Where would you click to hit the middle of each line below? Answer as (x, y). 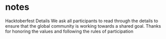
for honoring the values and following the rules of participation (69, 31)
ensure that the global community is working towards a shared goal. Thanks (83, 26)
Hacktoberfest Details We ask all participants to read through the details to (82, 21)
